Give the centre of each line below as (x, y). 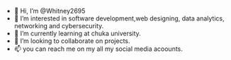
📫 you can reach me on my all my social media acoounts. (98, 49)
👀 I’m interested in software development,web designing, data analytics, (119, 18)
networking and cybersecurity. (59, 26)
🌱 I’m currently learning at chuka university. (78, 33)
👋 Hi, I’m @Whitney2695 (50, 11)
